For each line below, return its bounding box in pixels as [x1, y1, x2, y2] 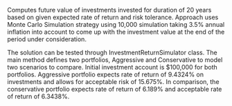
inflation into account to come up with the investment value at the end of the [7, 28, 225, 36]
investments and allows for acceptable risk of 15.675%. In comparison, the [7, 78, 220, 85]
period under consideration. [7, 35, 87, 43]
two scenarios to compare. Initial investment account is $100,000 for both [7, 63, 218, 71]
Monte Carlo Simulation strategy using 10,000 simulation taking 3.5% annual [7, 21, 225, 28]
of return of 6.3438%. [7, 92, 70, 100]
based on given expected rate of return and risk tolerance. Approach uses [7, 13, 219, 21]
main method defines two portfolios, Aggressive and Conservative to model [7, 56, 223, 64]
